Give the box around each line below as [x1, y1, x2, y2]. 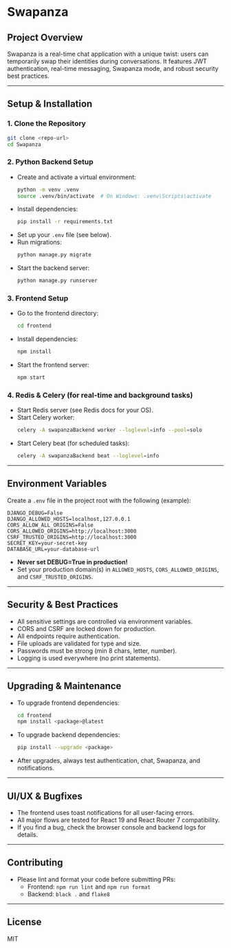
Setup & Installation [7, 98, 93, 110]
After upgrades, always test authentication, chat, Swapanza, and [16, 756, 201, 765]
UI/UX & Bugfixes [7, 790, 82, 802]
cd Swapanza [7, 141, 41, 148]
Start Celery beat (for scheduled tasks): [16, 439, 130, 448]
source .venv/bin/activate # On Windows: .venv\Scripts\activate [16, 192, 212, 200]
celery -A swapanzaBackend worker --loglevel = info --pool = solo [16, 426, 203, 434]
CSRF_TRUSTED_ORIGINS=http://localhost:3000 [7, 533, 137, 541]
